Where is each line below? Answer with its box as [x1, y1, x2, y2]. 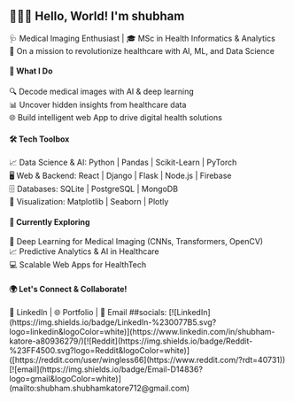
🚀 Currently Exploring [9, 216, 90, 227]
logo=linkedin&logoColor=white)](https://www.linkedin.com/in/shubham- [9, 326, 275, 336]
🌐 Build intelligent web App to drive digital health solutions [9, 112, 223, 123]
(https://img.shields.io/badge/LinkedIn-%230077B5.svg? [9, 316, 217, 328]
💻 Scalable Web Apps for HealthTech [9, 259, 147, 270]
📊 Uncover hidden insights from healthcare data [9, 99, 187, 111]
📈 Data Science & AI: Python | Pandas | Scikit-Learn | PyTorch [9, 157, 237, 168]
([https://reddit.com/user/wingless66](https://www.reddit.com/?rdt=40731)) [9, 354, 286, 365]
